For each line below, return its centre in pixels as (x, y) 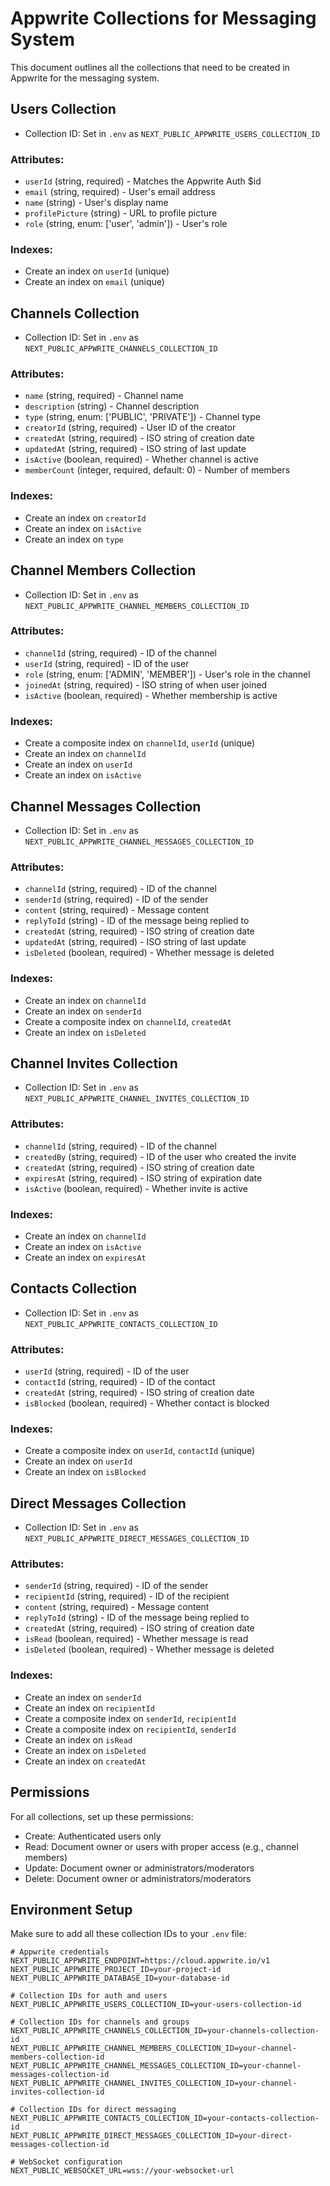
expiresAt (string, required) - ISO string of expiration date (143, 1178)
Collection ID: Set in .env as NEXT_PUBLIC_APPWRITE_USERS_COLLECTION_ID (172, 133)
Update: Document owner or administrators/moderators (139, 1868)
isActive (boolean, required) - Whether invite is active (136, 1188)
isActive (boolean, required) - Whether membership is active (151, 695)
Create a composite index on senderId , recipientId (130, 1718)
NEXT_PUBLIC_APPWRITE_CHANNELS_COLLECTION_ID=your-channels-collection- (165, 2031)
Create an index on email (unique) (94, 282)
